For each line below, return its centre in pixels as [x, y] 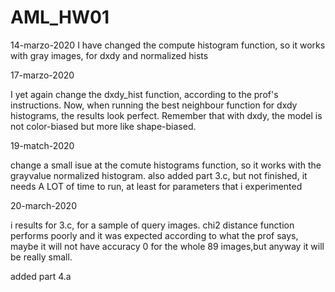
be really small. [41, 257]
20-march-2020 [43, 205]
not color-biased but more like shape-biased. [103, 126]
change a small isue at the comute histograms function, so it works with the [166, 165]
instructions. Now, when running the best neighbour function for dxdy [154, 105]
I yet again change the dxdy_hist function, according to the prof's [144, 94]
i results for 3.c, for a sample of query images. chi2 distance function [152, 225]
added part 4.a [41, 276]
